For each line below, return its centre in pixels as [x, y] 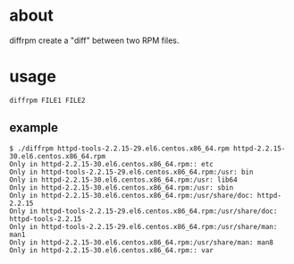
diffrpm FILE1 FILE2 [48, 100]
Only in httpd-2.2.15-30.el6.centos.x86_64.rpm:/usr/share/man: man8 [142, 243]
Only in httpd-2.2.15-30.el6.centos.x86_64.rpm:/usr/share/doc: [131, 195]
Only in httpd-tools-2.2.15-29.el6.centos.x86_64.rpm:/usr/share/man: [143, 226]
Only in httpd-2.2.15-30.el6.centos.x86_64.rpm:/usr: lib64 [124, 180]
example [34, 128]
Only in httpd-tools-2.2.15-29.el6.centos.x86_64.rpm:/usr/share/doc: [143, 211]
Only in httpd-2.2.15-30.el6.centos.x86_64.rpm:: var [112, 250]
